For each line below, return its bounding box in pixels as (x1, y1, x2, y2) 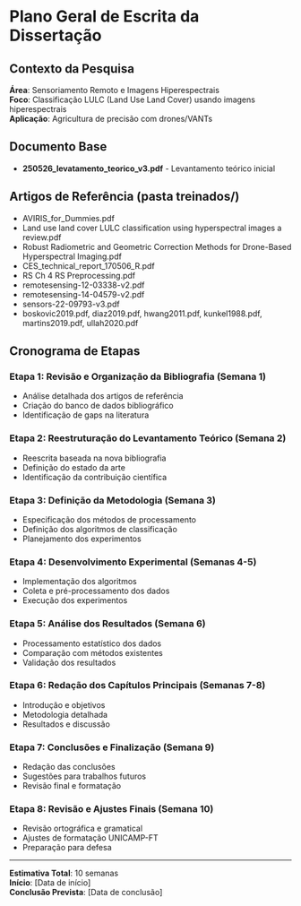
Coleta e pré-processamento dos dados (21, 585, 170, 597)
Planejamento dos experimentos (21, 533, 142, 544)
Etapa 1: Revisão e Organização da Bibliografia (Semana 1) (9, 370, 267, 383)
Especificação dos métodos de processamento (21, 513, 197, 525)
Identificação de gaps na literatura (21, 410, 150, 420)
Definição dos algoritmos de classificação (21, 523, 177, 534)
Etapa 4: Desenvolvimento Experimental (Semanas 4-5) (9, 556, 257, 568)
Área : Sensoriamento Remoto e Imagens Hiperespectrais (9, 85, 219, 95)
